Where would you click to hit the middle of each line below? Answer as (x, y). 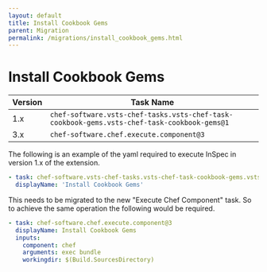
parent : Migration (39, 30)
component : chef (50, 245)
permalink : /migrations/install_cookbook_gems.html (95, 38)
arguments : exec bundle (62, 253)
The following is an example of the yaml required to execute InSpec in (122, 154)
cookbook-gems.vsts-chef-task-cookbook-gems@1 (140, 123)
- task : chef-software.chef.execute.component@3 (90, 223)
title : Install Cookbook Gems (58, 23)
